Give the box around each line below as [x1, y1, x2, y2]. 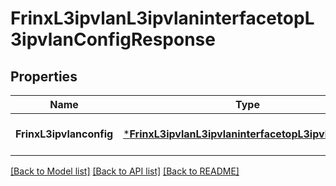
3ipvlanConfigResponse [10, 28, 216, 51]
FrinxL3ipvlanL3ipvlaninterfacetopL [10, 7, 315, 30]
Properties [10, 68, 78, 85]
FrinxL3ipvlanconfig [15, 127, 114, 141]
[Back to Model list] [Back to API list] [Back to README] [10, 165, 240, 177]
